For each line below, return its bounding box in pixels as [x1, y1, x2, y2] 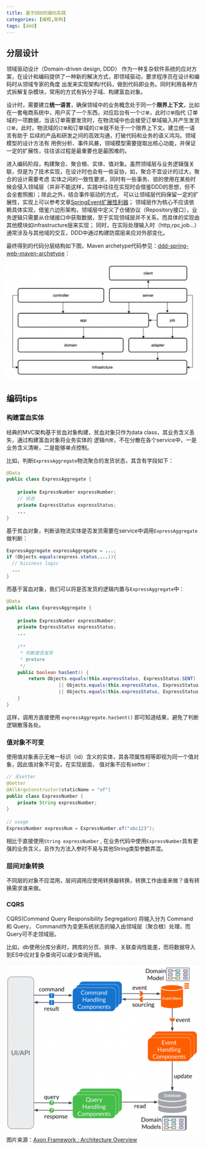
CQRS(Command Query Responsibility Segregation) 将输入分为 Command [6, 915, 193, 922]
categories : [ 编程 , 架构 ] [6, 16, 66, 23]
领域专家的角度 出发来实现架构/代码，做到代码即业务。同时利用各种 [22, 80, 193, 88]
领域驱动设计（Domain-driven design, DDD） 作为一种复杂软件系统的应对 [6, 65, 192, 73]
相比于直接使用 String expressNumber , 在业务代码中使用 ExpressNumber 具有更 [6, 837, 199, 844]
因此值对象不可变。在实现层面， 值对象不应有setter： [17, 760, 151, 768]
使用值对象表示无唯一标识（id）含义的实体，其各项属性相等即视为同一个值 [6, 753, 194, 760]
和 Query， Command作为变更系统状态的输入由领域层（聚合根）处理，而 [6, 922, 191, 930]
